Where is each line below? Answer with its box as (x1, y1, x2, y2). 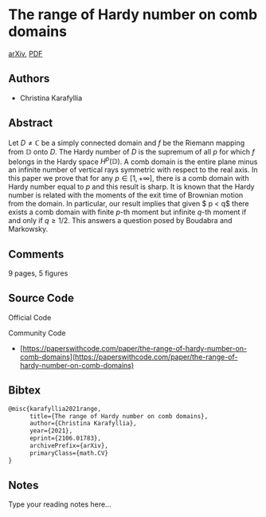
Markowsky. (8, 225, 49, 234)
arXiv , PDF (8, 49, 43, 58)
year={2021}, (29, 427, 73, 435)
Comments (8, 247, 65, 260)
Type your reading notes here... (8, 499, 111, 509)
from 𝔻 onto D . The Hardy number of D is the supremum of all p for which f (8, 147, 255, 156)
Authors (8, 72, 50, 85)
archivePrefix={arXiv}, (29, 442, 109, 450)
